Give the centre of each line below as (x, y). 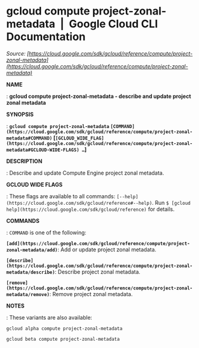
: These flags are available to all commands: (61, 196)
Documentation (46, 37)
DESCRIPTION (24, 161)
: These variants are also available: (49, 317)
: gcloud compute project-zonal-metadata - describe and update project (99, 96)
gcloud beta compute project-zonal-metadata (63, 339)
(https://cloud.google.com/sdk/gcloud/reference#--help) (79, 203)
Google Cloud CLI (113, 24)
